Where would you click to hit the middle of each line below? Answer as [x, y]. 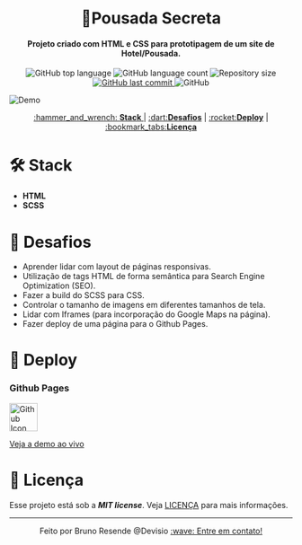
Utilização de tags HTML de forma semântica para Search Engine [143, 277]
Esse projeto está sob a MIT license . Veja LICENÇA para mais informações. [149, 505]
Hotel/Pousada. [151, 53]
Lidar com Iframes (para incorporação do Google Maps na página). [147, 314]
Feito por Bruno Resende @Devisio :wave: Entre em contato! [151, 531]
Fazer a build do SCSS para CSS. [84, 295]
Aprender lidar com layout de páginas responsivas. [116, 267]
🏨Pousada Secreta [151, 18]
